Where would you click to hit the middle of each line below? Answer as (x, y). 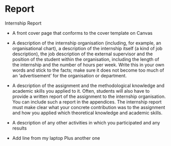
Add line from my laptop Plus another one (56, 138)
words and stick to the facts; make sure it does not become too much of (88, 70)
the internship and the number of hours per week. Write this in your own (88, 65)
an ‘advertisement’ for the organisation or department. (69, 75)
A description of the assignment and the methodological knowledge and (88, 86)
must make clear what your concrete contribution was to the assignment (89, 107)
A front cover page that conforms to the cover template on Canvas (82, 33)
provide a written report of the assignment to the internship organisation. (89, 96)
